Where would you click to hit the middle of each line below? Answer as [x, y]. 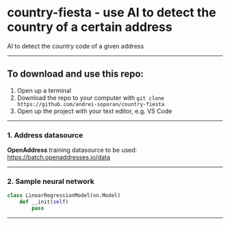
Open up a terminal [44, 90]
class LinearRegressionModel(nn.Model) [64, 196]
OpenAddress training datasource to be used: [72, 150]
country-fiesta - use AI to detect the [112, 13]
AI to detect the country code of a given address [76, 46]
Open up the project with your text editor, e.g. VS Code [94, 111]
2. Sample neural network [51, 181]
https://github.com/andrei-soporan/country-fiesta [91, 104]
